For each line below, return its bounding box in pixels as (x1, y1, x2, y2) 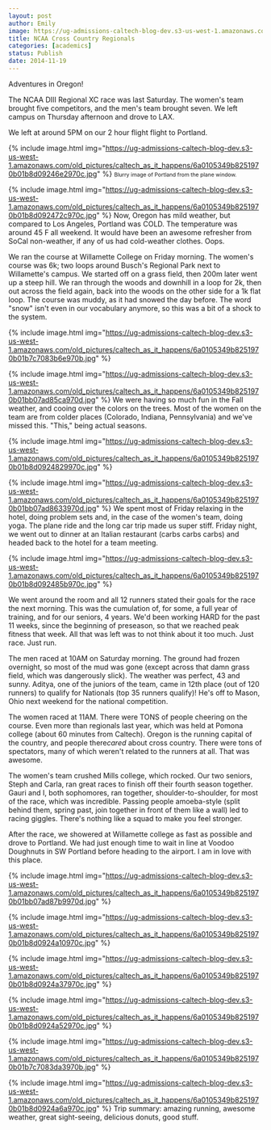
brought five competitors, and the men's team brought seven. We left (8, 103, 238, 113)
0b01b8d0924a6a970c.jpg (8, 1103, 97, 1113)
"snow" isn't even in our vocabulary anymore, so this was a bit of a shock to (8, 303, 261, 313)
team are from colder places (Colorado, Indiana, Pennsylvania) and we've (8, 411, 252, 421)
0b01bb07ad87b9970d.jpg (8, 896, 97, 906)
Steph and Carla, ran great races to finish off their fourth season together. (8, 779, 253, 789)
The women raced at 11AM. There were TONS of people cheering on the (8, 712, 248, 722)
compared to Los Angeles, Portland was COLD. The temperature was (8, 219, 238, 229)
